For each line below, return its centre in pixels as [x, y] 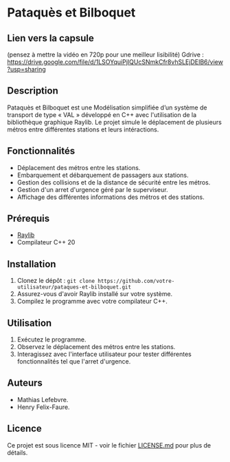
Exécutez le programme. [51, 339]
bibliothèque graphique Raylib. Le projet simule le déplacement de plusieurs [114, 122]
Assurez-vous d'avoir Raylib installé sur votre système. [95, 294]
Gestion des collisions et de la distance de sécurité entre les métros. [114, 182]
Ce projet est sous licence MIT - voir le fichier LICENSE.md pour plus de [109, 445]
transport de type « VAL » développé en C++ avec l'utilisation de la [102, 114]
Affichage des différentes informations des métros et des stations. [111, 197]
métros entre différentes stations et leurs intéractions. [83, 129]
